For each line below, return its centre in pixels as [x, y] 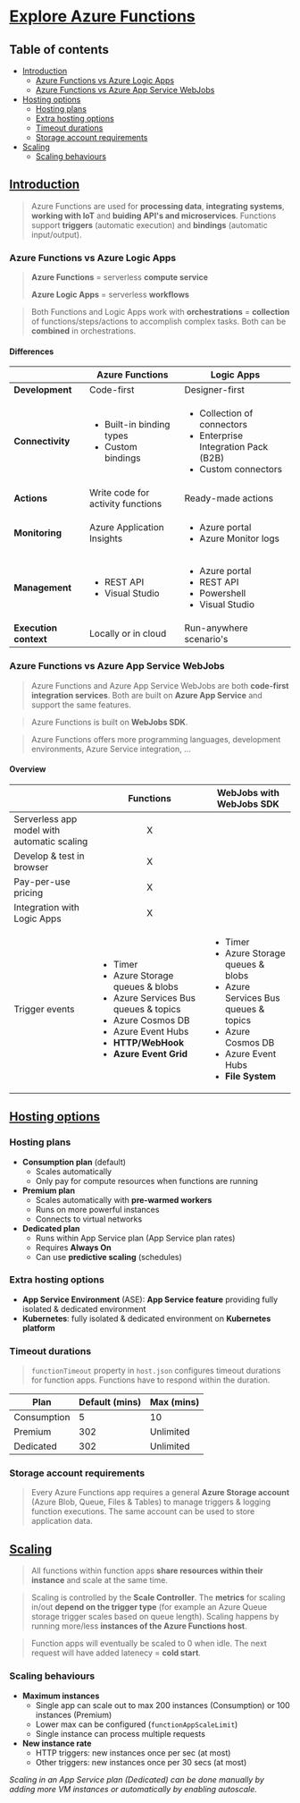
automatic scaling [51, 841]
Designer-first [215, 390]
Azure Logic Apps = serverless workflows [110, 295]
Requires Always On [73, 1247]
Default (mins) [110, 1402]
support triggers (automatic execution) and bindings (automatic [149, 224]
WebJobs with [248, 792]
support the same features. [81, 705]
